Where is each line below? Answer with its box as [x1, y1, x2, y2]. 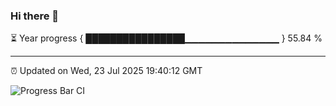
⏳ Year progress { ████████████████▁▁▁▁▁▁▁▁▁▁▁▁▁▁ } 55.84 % [10, 32, 323, 44]
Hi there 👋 [10, 9, 60, 23]
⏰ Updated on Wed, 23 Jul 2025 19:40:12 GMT [10, 65, 203, 77]
